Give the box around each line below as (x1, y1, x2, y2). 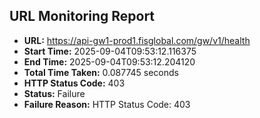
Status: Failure (23, 87, 86, 99)
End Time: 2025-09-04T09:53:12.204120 (23, 55, 196, 68)
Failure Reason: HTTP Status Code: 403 (23, 98, 191, 110)
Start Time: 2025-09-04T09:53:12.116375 (23, 45, 197, 57)
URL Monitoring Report (9, 8, 156, 25)
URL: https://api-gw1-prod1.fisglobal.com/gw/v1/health (23, 34, 251, 46)
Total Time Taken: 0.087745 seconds (23, 66, 179, 78)
